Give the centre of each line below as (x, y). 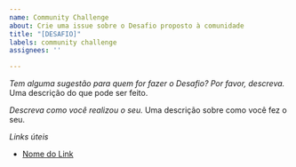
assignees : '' (36, 51)
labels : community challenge (63, 42)
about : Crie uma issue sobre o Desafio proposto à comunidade (127, 26)
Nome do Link (48, 154)
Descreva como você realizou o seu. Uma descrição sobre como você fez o (148, 110)
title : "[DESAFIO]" (45, 34)
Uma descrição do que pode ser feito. (79, 93)
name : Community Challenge (59, 17)
